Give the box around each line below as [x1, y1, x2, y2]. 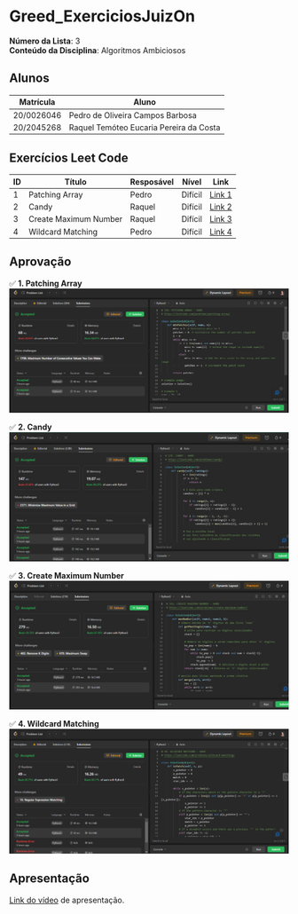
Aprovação [9, 255, 72, 270]
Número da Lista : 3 [9, 35, 81, 46]
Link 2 [209, 201, 232, 212]
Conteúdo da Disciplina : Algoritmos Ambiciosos [9, 44, 186, 55]
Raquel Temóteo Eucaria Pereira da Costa [68, 122, 221, 132]
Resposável [129, 176, 175, 187]
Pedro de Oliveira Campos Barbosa [68, 109, 197, 121]
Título [64, 176, 87, 187]
